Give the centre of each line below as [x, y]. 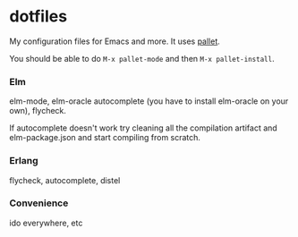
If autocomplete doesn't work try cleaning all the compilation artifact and [143, 128]
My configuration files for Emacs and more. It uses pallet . [115, 41]
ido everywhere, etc [46, 223]
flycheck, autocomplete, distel [65, 180]
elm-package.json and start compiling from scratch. [105, 138]
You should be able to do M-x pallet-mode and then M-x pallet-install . [142, 58]
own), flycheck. [38, 111]
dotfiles [38, 17]
